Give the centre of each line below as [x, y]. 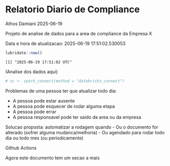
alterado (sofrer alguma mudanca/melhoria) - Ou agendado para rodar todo [85, 132]
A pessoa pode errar [34, 112]
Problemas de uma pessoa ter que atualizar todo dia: [61, 91]
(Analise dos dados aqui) [31, 71]
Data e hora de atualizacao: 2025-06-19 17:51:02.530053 [66, 43]
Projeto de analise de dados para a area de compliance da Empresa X [79, 33]
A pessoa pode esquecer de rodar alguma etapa [64, 106]
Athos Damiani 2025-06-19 [34, 24]
